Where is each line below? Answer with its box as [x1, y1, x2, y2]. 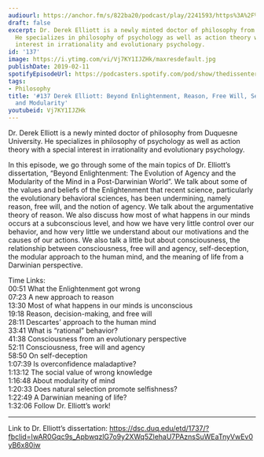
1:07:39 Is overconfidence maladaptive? [8, 359, 137, 368]
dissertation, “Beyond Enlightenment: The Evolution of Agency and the [8, 168, 236, 178]
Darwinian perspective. [8, 260, 83, 270]
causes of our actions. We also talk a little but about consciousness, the [8, 235, 241, 245]
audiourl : [8, 11, 41, 20]
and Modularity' [15, 99, 68, 107]
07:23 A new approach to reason [8, 293, 115, 301]
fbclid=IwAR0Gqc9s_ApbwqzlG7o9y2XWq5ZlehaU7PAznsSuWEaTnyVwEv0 [8, 432, 254, 441]
